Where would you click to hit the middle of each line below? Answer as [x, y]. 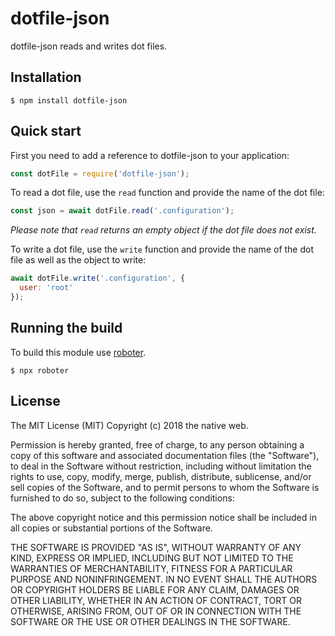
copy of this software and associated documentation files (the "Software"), [165, 455]
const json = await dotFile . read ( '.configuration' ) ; [122, 211]
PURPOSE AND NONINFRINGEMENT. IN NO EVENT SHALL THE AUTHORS [164, 579]
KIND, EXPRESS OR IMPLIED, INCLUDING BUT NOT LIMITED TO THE [152, 558]
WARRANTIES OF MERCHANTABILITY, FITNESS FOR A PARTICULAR [151, 568]
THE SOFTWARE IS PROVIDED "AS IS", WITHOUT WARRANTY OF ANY [156, 547]
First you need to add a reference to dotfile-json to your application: [150, 155]
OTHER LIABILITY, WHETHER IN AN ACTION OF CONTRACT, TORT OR [156, 600]
